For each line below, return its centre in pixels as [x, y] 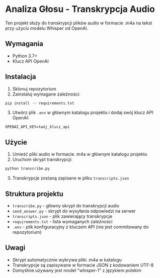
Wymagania [24, 44]
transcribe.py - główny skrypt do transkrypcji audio [66, 205]
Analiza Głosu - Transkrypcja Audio [80, 9]
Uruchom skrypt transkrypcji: [42, 160]
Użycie [16, 142]
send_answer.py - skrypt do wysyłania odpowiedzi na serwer [74, 211]
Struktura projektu [34, 194]
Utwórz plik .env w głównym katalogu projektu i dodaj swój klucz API [83, 112]
